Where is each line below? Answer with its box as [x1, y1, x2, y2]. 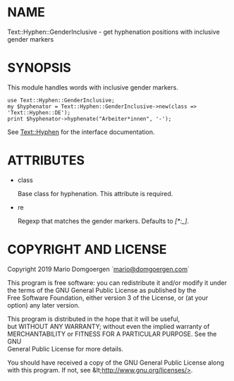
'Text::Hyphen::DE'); [7, 109, 71, 116]
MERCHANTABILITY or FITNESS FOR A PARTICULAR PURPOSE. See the [7, 329, 217, 338]
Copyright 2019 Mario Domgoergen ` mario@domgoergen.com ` [7, 265, 190, 273]
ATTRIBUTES [7, 152, 85, 169]
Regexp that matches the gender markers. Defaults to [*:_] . [17, 217, 189, 225]
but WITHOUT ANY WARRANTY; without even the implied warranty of [7, 322, 210, 330]
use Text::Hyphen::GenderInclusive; [7, 97, 115, 104]
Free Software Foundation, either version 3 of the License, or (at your [7, 294, 209, 302]
